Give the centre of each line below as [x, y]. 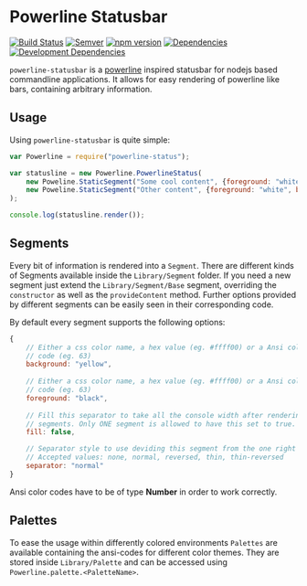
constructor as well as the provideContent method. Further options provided [153, 294]
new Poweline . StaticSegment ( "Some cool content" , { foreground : [149, 181]
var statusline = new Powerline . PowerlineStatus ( [106, 173]
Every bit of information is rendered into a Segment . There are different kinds [152, 265]
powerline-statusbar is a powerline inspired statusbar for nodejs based [144, 69]
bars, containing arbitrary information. [81, 89]
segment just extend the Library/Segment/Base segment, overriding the [143, 284]
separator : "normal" [65, 466]
